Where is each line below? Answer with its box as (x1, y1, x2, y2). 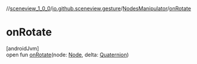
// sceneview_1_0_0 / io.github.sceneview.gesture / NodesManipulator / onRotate (6, 5, 191, 12)
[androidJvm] (6, 45, 40, 52)
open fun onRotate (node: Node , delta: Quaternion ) (6, 51, 129, 58)
